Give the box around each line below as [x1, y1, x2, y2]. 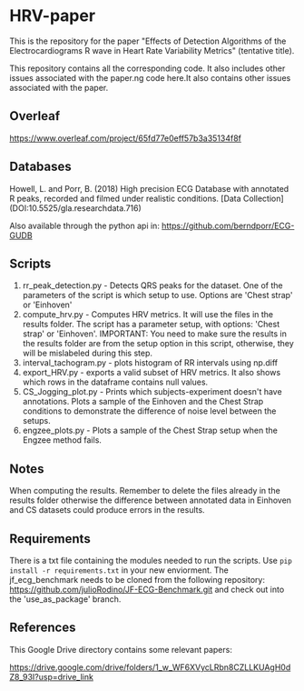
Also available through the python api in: [9, 220, 161, 231]
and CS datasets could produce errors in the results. [9, 505, 206, 516]
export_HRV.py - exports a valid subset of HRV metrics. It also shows [22, 367, 281, 378]
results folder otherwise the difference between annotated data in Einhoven [9, 495, 292, 506]
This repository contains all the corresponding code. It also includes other [9, 63, 286, 74]
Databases [9, 159, 73, 175]
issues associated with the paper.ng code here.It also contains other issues [9, 72, 291, 83]
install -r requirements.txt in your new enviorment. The [9, 565, 229, 576]
